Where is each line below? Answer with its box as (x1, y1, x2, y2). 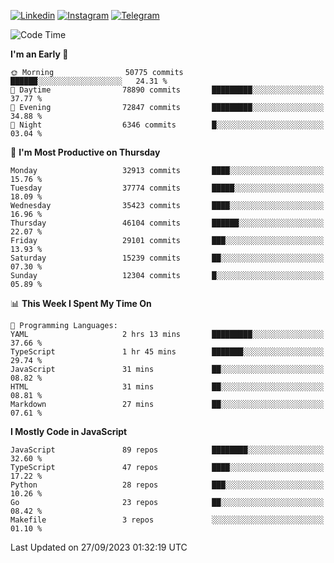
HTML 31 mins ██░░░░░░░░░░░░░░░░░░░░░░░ (10, 382, 325, 392)
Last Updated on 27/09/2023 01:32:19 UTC (10, 541, 188, 553)
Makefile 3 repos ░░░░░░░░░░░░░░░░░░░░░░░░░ (10, 515, 325, 525)
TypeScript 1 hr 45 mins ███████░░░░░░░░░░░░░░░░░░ (10, 347, 325, 357)
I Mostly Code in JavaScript (10, 426, 128, 437)
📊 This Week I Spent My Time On (10, 298, 152, 309)
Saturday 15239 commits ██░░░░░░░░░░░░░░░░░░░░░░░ (10, 253, 325, 263)
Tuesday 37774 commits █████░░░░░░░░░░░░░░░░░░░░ (10, 183, 325, 193)
